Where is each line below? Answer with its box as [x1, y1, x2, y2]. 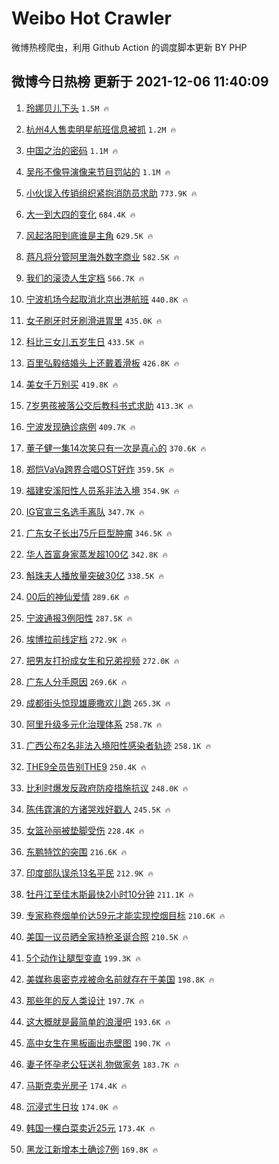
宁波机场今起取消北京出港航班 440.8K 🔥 [25, 293, 189, 305]
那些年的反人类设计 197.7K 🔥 [25, 994, 145, 1006]
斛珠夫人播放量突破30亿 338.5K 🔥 [25, 569, 165, 581]
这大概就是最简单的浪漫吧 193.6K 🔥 [25, 1015, 171, 1027]
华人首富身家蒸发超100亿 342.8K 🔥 [25, 548, 168, 560]
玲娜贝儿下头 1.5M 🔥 [25, 102, 110, 114]
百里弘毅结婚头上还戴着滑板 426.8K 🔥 [25, 357, 180, 369]
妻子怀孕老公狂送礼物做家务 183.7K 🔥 [25, 1058, 180, 1070]
